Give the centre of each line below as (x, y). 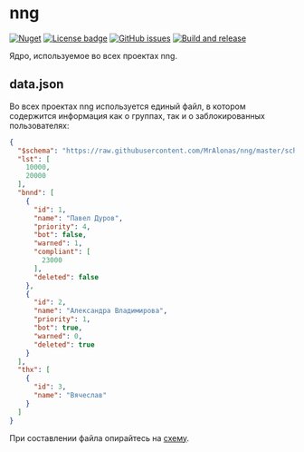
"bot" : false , (60, 235)
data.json (37, 84)
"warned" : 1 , (58, 243)
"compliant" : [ (62, 252)
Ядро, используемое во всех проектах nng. (94, 55)
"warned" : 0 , (58, 336)
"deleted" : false (66, 277)
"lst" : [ (34, 159)
